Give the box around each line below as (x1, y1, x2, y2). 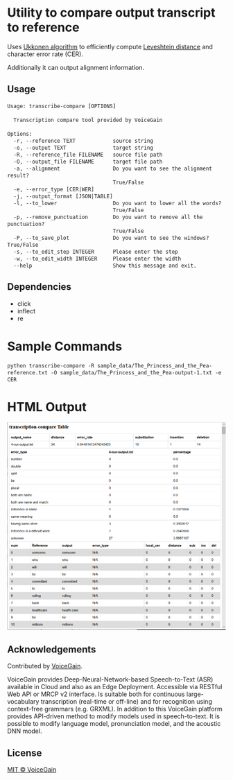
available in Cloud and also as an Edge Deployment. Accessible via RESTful (7, 683, 223, 691)
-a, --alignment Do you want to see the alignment (13, 165, 213, 172)
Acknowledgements (7, 643, 96, 655)
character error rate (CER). (7, 50, 83, 58)
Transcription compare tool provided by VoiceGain (13, 116, 163, 123)
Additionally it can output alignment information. (7, 63, 144, 71)
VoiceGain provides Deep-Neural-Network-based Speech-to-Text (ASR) (7, 675, 214, 684)
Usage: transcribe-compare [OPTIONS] (7, 103, 116, 110)
